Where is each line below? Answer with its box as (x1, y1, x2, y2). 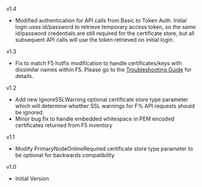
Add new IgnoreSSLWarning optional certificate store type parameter (15, 96, 189, 103)
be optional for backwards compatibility (15, 151, 115, 159)
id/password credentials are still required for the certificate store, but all (15, 30, 195, 37)
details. (15, 73, 34, 79)
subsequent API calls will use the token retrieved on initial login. (15, 36, 175, 43)
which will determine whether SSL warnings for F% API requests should (15, 102, 195, 110)
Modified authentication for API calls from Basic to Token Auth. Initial (15, 17, 187, 24)
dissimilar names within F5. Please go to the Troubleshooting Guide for (15, 66, 192, 73)
